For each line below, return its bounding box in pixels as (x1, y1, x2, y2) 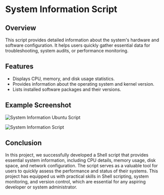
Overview (5, 24, 37, 32)
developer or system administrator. (5, 184, 78, 190)
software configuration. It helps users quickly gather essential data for (5, 42, 150, 48)
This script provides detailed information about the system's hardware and (5, 37, 159, 43)
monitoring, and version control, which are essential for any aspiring (5, 179, 146, 185)
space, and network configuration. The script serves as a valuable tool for (5, 163, 158, 169)
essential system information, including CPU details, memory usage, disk (5, 157, 156, 163)
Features (5, 62, 34, 71)
